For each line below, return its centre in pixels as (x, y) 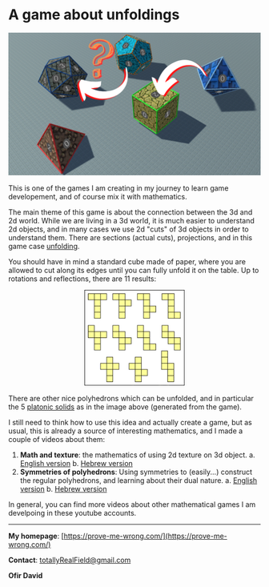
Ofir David (26, 575)
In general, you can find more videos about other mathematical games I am (132, 504)
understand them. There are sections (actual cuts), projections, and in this (130, 238)
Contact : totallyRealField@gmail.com (70, 560)
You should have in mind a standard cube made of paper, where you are (127, 262)
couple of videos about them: (57, 439)
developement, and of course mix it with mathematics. (98, 197)
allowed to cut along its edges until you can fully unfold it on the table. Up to (134, 271)
